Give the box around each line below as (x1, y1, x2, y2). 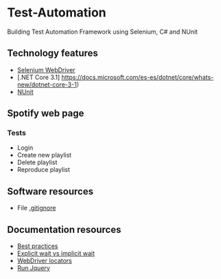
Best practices (16, 242, 58, 250)
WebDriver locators (16, 256, 72, 265)
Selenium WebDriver (16, 65, 75, 74)
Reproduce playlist (16, 166, 71, 174)
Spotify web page (7, 108, 84, 120)
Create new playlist (16, 151, 72, 159)
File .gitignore (16, 204, 56, 212)
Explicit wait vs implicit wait (16, 249, 95, 258)
